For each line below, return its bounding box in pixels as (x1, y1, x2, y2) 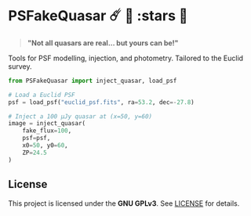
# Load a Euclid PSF (8, 91, 76, 99)
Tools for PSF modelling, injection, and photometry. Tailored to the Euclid (8, 53, 244, 63)
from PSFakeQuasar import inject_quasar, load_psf (8, 77, 177, 85)
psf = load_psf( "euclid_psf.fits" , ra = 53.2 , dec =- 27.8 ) (8, 98, 195, 106)
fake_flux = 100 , (22, 127, 72, 135)
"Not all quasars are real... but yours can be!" (27, 38, 179, 48)
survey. (8, 61, 32, 71)
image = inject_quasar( (8, 120, 86, 128)
